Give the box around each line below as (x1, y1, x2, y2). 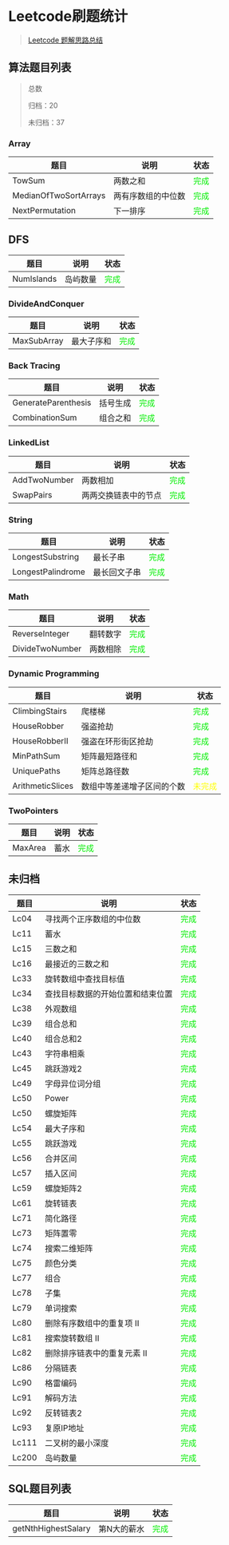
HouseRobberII (12, 735, 69, 747)
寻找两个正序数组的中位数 (45, 913, 141, 925)
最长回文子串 (93, 567, 141, 578)
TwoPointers (8, 805, 59, 816)
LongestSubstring (12, 552, 80, 563)
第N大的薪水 (98, 1523, 145, 1534)
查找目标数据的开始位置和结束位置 (45, 988, 173, 999)
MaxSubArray (12, 335, 64, 347)
